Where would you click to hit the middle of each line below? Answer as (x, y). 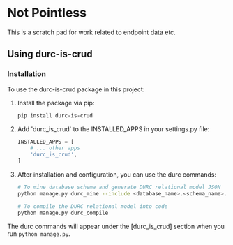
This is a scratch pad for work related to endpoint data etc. (91, 32)
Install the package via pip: (56, 103)
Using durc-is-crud (50, 54)
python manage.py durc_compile (63, 213)
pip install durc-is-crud (55, 116)
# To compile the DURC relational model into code (92, 206)
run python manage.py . (39, 233)
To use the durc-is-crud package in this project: (76, 89)
